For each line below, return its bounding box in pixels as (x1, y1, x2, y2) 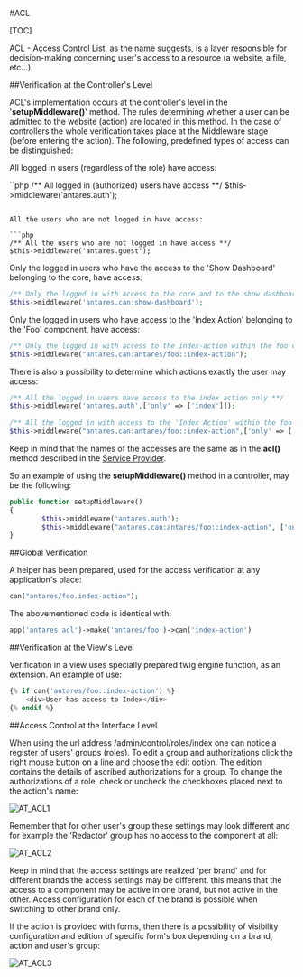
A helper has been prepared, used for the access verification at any (9, 565, 261, 576)
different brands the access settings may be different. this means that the (9, 874, 282, 885)
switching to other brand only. (9, 903, 121, 914)
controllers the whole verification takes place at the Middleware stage (9, 126, 269, 136)
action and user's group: (9, 940, 101, 951)
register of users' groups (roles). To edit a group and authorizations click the (9, 747, 293, 757)
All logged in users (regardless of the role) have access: (9, 163, 217, 173)
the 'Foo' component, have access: (9, 324, 140, 334)
